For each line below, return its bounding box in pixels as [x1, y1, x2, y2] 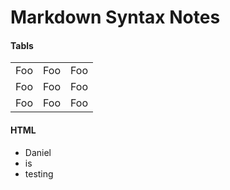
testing [24, 167, 54, 180]
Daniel [24, 146, 52, 158]
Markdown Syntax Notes [10, 6, 221, 29]
